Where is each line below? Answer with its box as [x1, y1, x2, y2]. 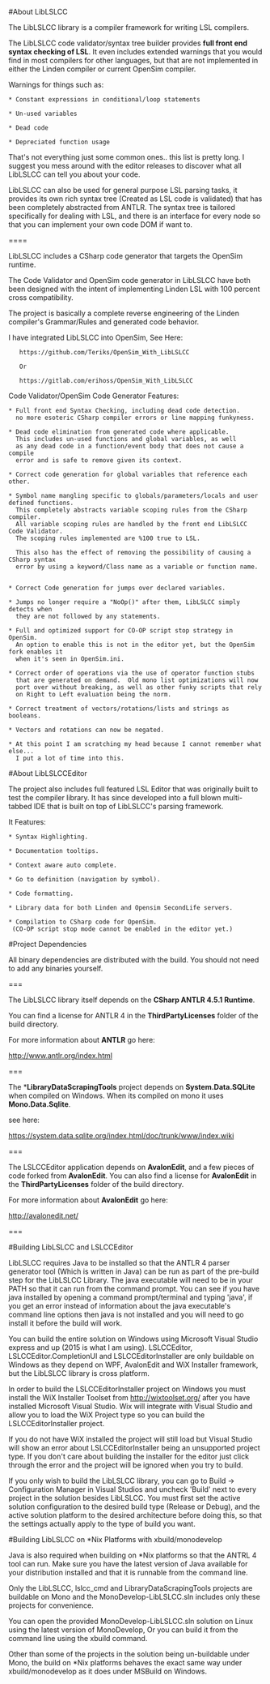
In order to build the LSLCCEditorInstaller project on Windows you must [8, 1384, 247, 1394]
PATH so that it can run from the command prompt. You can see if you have [8, 1284, 260, 1293]
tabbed [8, 802, 32, 811]
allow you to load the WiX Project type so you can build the [8, 1410, 205, 1420]
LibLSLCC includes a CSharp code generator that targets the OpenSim [8, 251, 243, 260]
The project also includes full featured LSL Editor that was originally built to [8, 784, 259, 794]
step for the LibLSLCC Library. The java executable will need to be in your [8, 1275, 253, 1284]
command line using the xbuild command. [8, 1634, 148, 1643]
